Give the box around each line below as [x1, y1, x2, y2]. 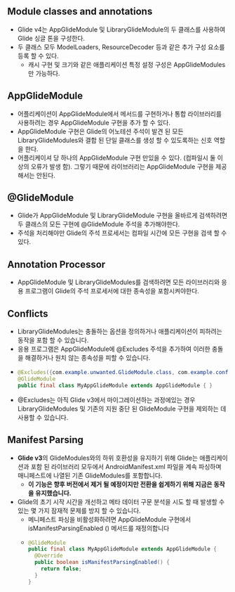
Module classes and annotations [7, 6, 153, 18]
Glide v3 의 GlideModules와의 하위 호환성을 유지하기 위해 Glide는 [17, 453, 199, 462]
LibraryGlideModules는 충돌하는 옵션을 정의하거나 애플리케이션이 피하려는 [17, 327, 222, 336]
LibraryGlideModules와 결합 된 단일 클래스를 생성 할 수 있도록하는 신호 [17, 136, 213, 144]
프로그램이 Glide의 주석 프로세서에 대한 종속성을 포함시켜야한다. [25, 287, 200, 295]
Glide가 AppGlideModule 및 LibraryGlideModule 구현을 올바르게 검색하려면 [17, 211, 228, 220]
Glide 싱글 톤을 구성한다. [17, 34, 86, 42]
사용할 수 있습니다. [17, 413, 69, 421]
